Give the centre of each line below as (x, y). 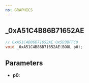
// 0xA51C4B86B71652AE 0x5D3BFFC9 (42, 42)
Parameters (24, 63)
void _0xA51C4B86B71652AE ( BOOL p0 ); (44, 47)
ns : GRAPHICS (19, 10)
